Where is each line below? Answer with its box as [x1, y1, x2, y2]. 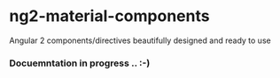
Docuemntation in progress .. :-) [9, 57, 151, 69]
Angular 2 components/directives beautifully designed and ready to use [9, 35, 272, 46]
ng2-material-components [9, 6, 210, 26]
